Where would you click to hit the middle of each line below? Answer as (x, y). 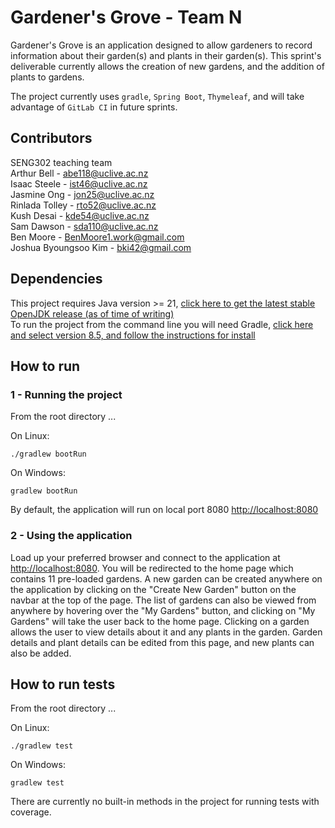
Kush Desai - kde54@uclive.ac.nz (80, 215)
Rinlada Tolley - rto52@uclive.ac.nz (83, 205)
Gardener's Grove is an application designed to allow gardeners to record (161, 45)
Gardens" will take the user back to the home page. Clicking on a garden (160, 621)
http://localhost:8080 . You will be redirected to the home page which (152, 568)
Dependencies (56, 279)
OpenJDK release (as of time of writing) (92, 313)
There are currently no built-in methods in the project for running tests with (165, 802)
